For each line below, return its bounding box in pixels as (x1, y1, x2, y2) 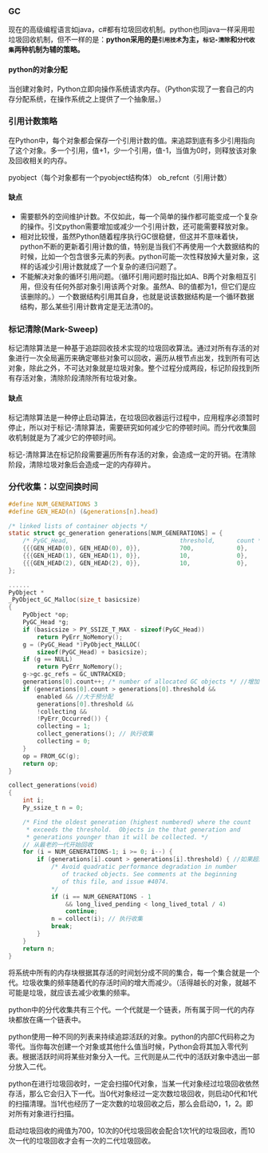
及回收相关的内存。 (8, 155, 72, 165)
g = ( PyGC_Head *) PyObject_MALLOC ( (22, 640, 141, 649)
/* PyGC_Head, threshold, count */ (22, 537, 266, 545)
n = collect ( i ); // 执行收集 (50, 915, 144, 923)
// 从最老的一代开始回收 (22, 840, 93, 849)
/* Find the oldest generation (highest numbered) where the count (22, 818, 251, 826)
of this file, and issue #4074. (61, 878, 170, 886)
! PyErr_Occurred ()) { (37, 715, 109, 723)
